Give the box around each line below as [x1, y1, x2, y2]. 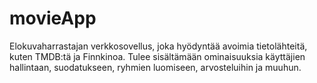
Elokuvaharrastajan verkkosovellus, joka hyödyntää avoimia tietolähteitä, [9, 40, 308, 52]
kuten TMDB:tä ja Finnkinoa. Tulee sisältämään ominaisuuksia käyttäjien [9, 50, 306, 62]
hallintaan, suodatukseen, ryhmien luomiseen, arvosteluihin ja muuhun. [9, 61, 302, 73]
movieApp [9, 7, 97, 30]
